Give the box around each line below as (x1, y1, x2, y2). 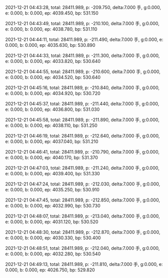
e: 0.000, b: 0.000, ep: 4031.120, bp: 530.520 (5, 219, 99, 225)
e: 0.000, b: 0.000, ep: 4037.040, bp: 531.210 (5, 138, 99, 145)
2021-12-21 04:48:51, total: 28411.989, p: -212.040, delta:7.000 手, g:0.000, (5, 245, 160, 251)
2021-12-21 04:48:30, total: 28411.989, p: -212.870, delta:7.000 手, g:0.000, (5, 229, 160, 235)
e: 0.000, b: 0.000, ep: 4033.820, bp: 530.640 (5, 58, 101, 64)
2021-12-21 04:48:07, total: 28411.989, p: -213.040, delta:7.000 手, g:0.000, (5, 213, 160, 219)
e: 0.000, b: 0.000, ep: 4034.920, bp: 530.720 (5, 90, 101, 96)
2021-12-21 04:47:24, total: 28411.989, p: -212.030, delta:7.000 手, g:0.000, (5, 181, 160, 187)
